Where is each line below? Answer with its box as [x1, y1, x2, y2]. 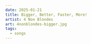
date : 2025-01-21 [5, 7, 42, 13]
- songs [10, 31, 26, 36]
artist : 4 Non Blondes [5, 17, 53, 22]
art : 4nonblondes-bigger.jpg [5, 21, 67, 27]
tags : [5, 26, 17, 31]
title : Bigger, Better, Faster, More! [5, 12, 87, 17]
